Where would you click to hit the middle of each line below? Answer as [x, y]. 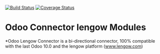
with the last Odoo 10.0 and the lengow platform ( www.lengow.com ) [74, 46]
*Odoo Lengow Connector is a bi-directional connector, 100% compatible [80, 41]
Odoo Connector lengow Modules [76, 27]
